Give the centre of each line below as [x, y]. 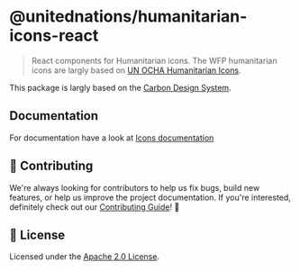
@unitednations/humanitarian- [128, 17]
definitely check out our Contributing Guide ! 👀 [95, 207]
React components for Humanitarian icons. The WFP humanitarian [154, 60]
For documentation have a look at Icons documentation [112, 138]
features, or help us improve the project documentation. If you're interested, [150, 197]
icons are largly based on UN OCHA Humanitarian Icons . [136, 70]
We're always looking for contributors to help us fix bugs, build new [135, 187]
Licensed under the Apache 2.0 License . [85, 257]
